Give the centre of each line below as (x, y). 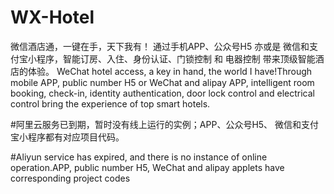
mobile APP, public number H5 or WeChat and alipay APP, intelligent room (162, 82)
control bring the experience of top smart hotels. (110, 103)
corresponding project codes (70, 178)
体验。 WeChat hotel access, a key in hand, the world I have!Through (170, 71)
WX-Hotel (52, 17)
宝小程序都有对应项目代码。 (67, 137)
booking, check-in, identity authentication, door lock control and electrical (162, 93)
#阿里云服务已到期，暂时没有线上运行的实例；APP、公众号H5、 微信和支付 (165, 124)
